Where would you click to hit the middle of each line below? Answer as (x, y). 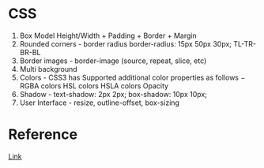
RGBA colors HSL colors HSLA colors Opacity (94, 86)
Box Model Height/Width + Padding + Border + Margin (108, 35)
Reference (43, 134)
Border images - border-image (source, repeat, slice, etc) (113, 61)
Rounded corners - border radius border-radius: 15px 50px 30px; (125, 43)
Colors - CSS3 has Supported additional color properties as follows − (132, 77)
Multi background (48, 69)
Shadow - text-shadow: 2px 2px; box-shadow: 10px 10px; (113, 94)
